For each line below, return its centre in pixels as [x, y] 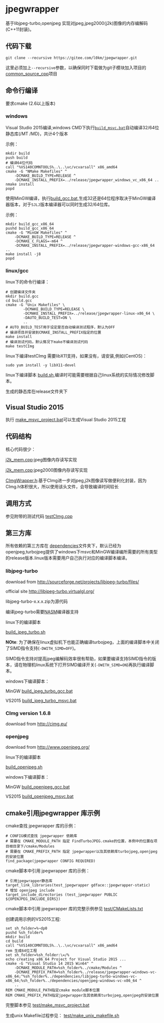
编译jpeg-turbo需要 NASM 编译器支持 [42, 612]
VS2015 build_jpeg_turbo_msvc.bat [41, 700]
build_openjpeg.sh [24, 767]
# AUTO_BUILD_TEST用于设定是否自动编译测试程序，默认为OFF [60, 327]
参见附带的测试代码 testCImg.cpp [39, 516]
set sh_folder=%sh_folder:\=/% [37, 955]
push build [17, 158]
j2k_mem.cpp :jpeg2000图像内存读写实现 [47, 470]
